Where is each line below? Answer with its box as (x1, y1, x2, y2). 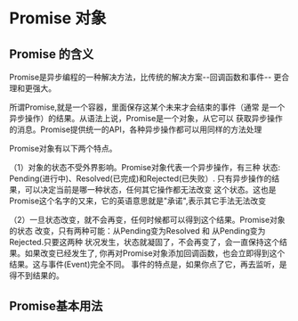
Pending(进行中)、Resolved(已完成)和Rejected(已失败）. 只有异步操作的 (9, 173, 272, 184)
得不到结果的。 (9, 270, 64, 281)
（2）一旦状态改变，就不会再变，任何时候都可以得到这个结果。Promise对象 (9, 215, 286, 225)
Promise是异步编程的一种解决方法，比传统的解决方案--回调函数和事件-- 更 (9, 72, 282, 82)
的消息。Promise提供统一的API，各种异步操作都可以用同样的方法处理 (9, 124, 262, 135)
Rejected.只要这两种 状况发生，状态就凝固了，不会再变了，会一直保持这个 (9, 237, 280, 247)
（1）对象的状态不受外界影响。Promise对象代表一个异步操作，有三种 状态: (9, 162, 281, 172)
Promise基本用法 (9, 299, 103, 314)
